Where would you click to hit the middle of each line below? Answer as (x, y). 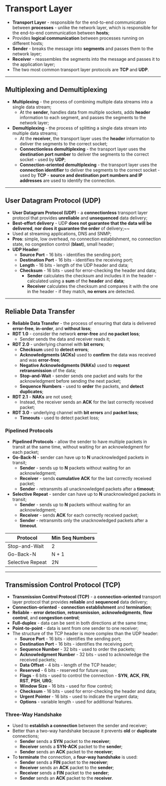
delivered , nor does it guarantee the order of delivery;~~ (71, 228)
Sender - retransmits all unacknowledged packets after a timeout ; (87, 489)
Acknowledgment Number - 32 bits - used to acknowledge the (84, 655)
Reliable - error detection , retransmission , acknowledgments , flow (82, 612)
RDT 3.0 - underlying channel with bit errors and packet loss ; (75, 413)
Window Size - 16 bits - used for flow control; (66, 686)
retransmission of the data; (48, 371)
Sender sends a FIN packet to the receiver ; (64, 762)
